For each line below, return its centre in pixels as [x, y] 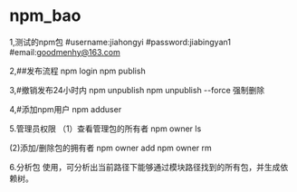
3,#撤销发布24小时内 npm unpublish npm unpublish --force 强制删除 [137, 90]
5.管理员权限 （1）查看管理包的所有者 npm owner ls [105, 129]
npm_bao [45, 16]
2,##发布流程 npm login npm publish [78, 71]
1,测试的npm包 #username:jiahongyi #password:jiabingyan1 [120, 42]
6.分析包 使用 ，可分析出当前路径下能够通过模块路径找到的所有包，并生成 [145, 167]
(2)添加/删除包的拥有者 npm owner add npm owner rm [111, 148]
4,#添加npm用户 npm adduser [66, 109]
